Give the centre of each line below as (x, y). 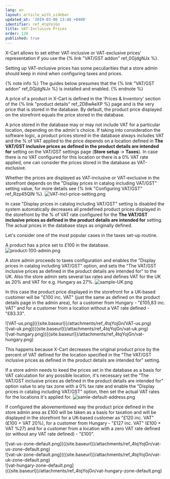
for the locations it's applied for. (39, 397)
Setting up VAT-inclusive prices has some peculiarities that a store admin (81, 68)
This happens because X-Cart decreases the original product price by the (82, 349)
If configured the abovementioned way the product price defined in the (79, 407)
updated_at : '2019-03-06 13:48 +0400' (46, 19)
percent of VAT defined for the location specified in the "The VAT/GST (78, 354)
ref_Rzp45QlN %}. (25, 194)
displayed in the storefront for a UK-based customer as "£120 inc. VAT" (79, 417)
